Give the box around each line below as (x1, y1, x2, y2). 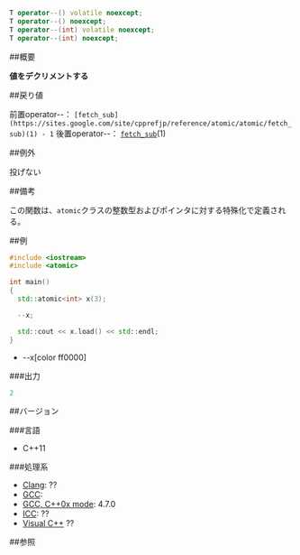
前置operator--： (9, 108, 72, 119)
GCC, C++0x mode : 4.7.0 (22, 499, 116, 510)
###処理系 (9, 461, 49, 473)
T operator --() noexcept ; (9, 16, 106, 26)
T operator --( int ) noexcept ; (9, 33, 119, 42)
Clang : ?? (22, 479, 58, 491)
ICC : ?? (22, 508, 50, 519)
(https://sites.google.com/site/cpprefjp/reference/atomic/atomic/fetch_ (9, 118, 293, 128)
